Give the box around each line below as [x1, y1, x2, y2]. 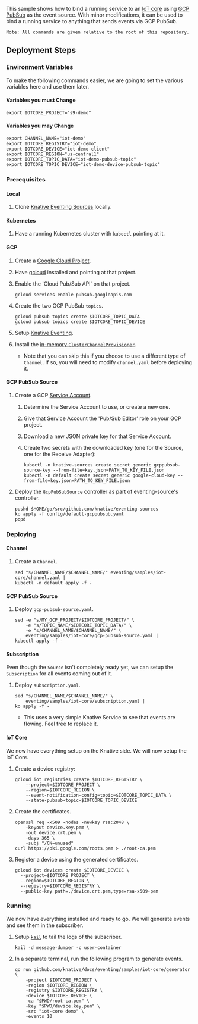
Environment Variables [6, 63, 74, 71]
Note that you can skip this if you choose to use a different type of [23, 352, 186, 359]
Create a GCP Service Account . [14, 392, 92, 399]
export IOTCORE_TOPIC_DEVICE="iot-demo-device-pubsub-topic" [6, 162, 161, 168]
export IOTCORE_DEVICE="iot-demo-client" [6, 146, 110, 152]
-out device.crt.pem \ [25, 829, 82, 835]
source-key [23, 467, 51, 473]
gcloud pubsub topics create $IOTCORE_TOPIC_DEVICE [14, 318, 145, 325]
